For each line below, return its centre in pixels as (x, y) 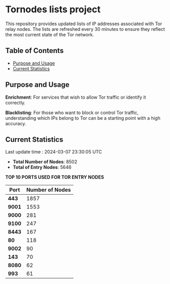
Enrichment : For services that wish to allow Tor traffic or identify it (76, 97)
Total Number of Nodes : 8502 (45, 162)
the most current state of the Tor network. (50, 34)
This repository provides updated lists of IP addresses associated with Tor (84, 24)
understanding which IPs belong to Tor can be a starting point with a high (83, 118)
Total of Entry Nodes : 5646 (42, 167)
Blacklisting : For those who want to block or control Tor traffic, (72, 112)
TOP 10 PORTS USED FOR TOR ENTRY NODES (55, 177)
